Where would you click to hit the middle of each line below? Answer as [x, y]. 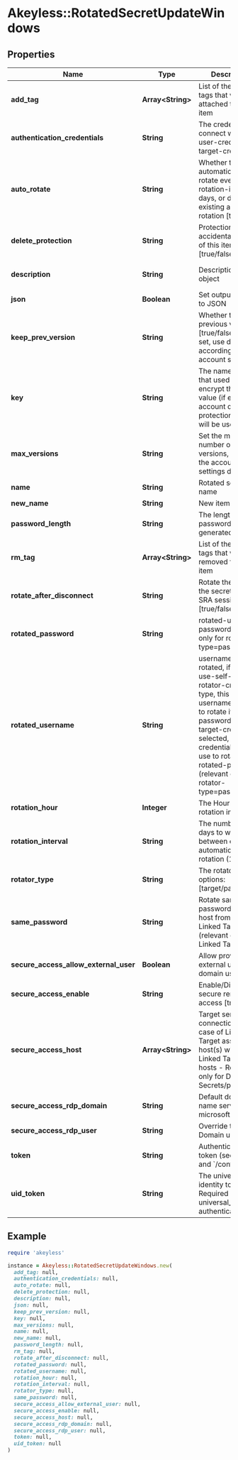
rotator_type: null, [44, 1391]
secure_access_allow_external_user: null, [77, 1404]
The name [215, 371]
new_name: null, [38, 1338]
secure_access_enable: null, [57, 1410]
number [211, 445]
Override [213, 1126]
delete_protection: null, [52, 1292]
